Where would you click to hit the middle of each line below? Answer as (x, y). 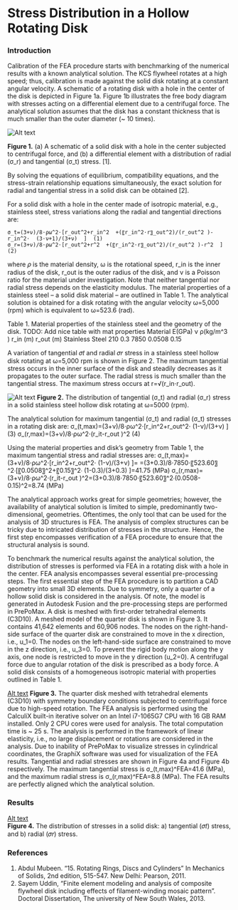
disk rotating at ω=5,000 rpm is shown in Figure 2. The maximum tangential (118, 361)
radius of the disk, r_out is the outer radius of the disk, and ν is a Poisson (114, 273)
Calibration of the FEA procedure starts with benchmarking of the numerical (118, 66)
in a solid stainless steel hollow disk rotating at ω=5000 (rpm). (98, 405)
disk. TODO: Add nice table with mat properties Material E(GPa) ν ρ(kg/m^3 (118, 332)
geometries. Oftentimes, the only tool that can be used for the (136, 515)
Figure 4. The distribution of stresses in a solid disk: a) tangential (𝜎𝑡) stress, (119, 826)
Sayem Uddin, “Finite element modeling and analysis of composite (115, 884)
